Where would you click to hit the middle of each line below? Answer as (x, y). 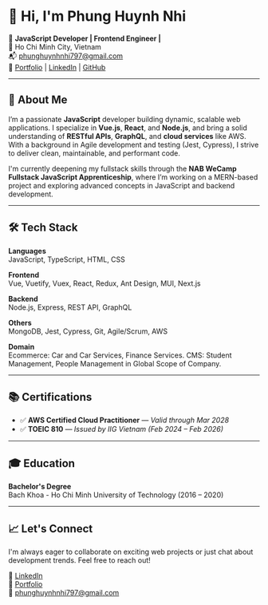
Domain (22, 346)
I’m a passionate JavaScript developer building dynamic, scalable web (124, 119)
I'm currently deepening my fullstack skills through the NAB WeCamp (122, 168)
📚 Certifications (50, 397)
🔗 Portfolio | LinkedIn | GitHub (57, 67)
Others (20, 322)
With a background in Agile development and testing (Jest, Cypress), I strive (134, 144)
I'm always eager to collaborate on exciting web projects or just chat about (131, 552)
